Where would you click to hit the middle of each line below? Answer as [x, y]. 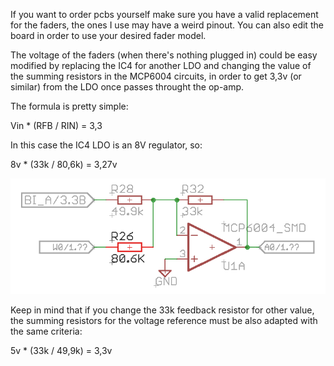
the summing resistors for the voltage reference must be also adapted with [164, 320]
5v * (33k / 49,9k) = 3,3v [61, 350]
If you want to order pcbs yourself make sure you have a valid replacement [164, 14]
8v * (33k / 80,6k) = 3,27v [64, 164]
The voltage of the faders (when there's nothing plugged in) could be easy [164, 55]
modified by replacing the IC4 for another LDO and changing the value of [161, 65]
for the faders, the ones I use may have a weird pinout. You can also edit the [167, 25]
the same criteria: [46, 331]
